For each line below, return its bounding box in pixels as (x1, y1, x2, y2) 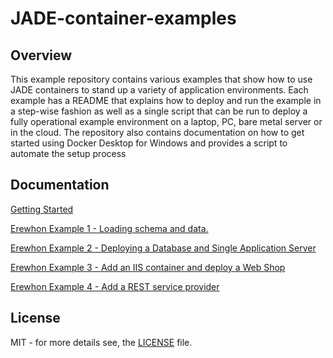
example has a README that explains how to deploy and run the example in (10, 95, 322, 106)
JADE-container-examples (10, 7, 237, 30)
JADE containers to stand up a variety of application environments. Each (10, 84, 309, 96)
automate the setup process (10, 148, 127, 159)
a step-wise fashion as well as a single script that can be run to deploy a (10, 105, 308, 117)
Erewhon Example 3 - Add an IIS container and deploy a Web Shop (10, 261, 286, 273)
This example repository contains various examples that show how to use (10, 73, 313, 85)
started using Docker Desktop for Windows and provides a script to (10, 137, 288, 149)
